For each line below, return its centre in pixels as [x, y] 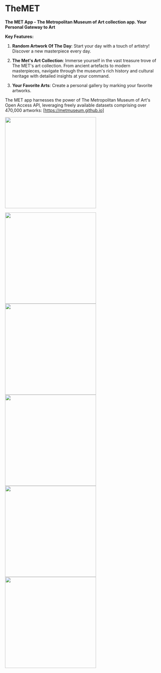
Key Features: [19, 36]
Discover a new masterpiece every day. [51, 51]
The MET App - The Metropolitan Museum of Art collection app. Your [76, 22]
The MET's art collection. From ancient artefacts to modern [71, 66]
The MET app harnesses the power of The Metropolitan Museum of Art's [78, 100]
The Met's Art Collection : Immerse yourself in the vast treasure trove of [84, 60]
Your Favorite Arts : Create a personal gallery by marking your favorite [82, 85]
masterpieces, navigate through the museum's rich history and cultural [83, 70]
